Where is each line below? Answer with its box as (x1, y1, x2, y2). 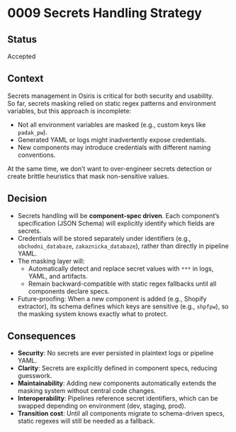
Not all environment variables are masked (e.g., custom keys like (17, 120, 206, 129)
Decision (7, 193, 47, 205)
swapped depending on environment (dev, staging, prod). (17, 401, 186, 410)
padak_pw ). (17, 128, 48, 136)
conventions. (17, 151, 56, 159)
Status (7, 33, 38, 45)
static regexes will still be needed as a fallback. (17, 417, 156, 426)
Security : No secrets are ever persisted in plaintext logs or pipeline (17, 349, 214, 357)
